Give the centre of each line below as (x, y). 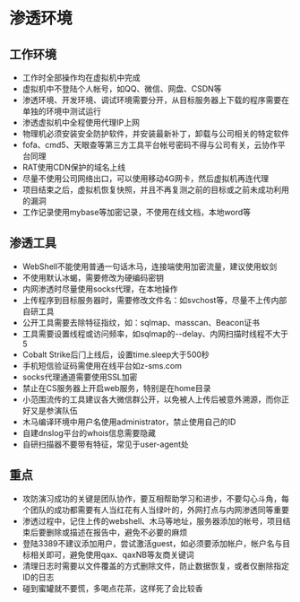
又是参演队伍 (54, 410)
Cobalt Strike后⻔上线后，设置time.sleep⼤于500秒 (116, 354)
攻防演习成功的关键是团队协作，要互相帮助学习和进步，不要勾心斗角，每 (155, 498)
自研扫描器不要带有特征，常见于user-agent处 (106, 444)
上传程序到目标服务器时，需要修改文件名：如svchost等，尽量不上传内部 (154, 300)
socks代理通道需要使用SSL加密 (80, 377)
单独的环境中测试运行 (61, 111)
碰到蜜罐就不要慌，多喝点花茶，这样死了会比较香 (112, 588)
